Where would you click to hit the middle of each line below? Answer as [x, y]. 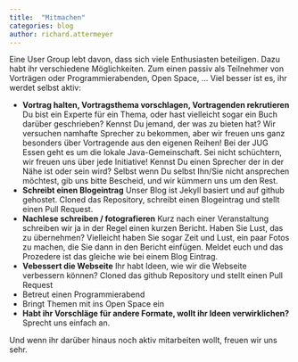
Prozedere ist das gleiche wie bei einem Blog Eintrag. [120, 257]
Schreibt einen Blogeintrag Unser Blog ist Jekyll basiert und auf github [153, 190]
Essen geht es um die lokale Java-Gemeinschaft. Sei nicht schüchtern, [152, 152]
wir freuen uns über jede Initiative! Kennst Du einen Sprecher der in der [153, 162]
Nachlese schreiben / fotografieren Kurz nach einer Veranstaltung [145, 218]
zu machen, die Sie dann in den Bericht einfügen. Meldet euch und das [153, 247]
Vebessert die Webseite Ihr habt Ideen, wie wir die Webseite [134, 266]
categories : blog [41, 26]
